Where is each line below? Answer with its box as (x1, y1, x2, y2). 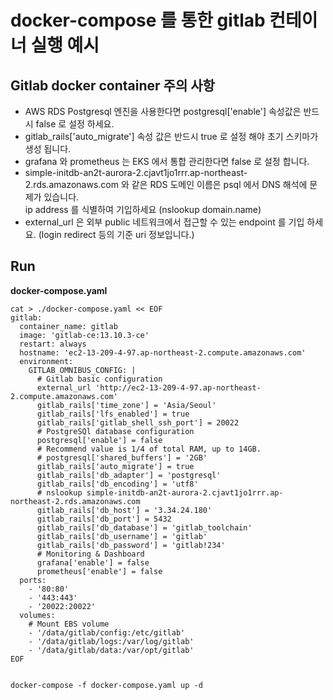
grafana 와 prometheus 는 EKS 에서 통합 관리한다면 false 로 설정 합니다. (24, 156, 310, 167)
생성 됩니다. (24, 143, 72, 155)
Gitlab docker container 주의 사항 (10, 77, 215, 94)
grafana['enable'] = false (36, 557, 150, 568)
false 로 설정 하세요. (35, 118, 115, 130)
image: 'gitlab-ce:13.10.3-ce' (19, 330, 150, 340)
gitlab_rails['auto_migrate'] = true (36, 461, 195, 471)
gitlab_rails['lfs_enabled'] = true (36, 409, 190, 419)
